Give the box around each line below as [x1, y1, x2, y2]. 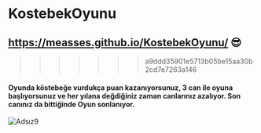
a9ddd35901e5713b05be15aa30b [145, 56, 253, 66]
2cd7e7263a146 [145, 65, 197, 74]
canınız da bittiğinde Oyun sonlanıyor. [8, 99, 135, 109]
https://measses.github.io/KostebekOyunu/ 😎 [8, 36, 242, 49]
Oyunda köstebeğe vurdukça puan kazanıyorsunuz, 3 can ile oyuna [8, 83, 233, 92]
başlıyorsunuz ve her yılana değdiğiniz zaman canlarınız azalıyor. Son [8, 91, 241, 100]
